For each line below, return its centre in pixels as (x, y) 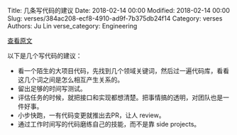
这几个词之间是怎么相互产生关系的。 (71, 80)
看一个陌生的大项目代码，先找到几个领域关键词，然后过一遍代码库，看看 (123, 71)
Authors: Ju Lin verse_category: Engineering (72, 26)
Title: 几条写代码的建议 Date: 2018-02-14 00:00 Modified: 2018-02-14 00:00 (119, 10)
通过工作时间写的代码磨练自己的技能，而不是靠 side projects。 (109, 124)
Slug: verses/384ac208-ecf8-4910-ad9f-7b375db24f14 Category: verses (115, 18)
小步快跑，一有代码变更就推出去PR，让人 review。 (91, 115)
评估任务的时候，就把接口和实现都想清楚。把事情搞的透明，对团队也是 (120, 97)
